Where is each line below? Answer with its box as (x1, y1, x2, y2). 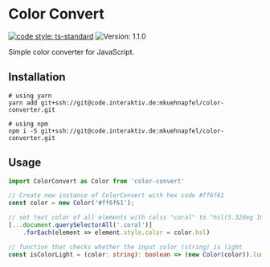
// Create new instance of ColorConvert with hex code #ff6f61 (8, 191, 225, 199)
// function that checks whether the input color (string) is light (8, 243, 243, 251)
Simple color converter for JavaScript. (8, 47, 135, 56)
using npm (15, 120, 48, 128)
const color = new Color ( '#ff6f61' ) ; (8, 199, 135, 207)
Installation (8, 70, 66, 84)
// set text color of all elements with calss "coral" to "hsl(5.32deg (8, 214, 253, 222)
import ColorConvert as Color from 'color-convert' (8, 177, 185, 185)
